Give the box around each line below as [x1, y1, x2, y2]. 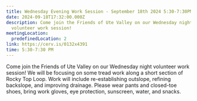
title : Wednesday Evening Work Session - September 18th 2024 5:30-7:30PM [6, 8, 193, 15]
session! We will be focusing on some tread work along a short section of [6, 69, 184, 76]
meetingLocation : [6, 31, 49, 36]
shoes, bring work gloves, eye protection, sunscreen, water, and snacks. [6, 87, 181, 95]
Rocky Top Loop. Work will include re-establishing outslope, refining [6, 75, 171, 82]
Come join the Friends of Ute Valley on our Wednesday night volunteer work [6, 63, 189, 70]
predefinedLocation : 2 [11, 36, 67, 42]
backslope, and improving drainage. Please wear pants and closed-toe [6, 82, 177, 89]
